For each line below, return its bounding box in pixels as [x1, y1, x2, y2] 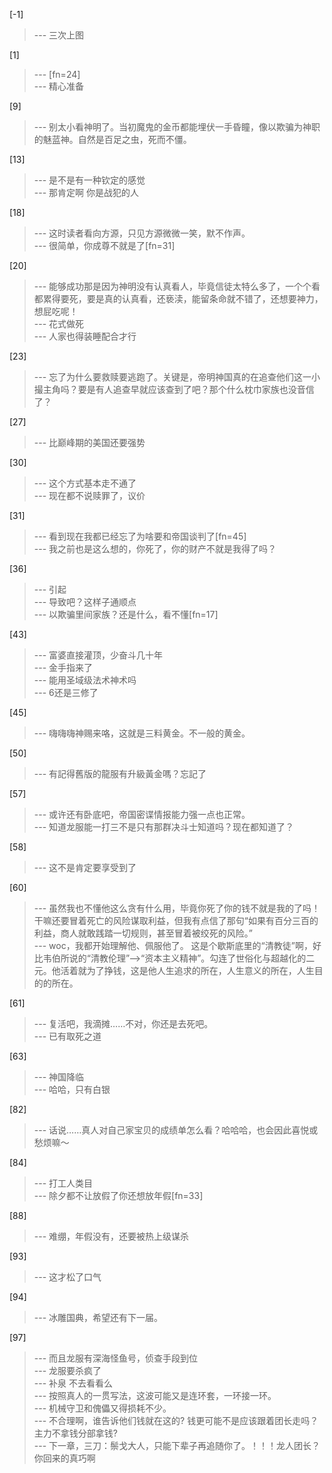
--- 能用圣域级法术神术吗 [33, 674, 137, 686]
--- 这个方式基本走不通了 [33, 477, 137, 489]
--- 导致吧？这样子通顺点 [33, 596, 137, 608]
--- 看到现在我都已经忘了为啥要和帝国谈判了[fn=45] [33, 530, 247, 542]
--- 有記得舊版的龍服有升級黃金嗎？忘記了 [33, 768, 207, 779]
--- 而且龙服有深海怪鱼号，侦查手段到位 [33, 1352, 199, 1364]
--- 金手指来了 [33, 662, 94, 673]
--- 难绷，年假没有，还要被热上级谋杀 [33, 1230, 190, 1242]
